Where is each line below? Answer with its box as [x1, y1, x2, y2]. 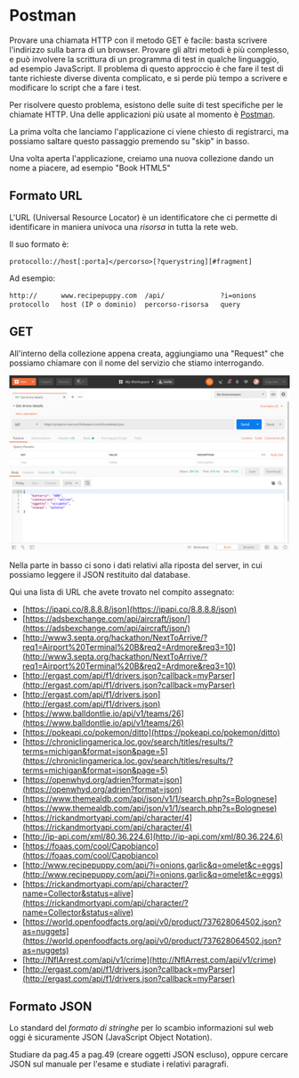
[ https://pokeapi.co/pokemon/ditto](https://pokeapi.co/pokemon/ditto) [21, 727, 280, 737]
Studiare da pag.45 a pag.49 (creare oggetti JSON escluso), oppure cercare [9, 1049, 289, 1060]
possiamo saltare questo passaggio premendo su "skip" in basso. [9, 136, 250, 146]
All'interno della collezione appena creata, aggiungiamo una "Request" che [9, 348, 285, 358]
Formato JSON [9, 999, 93, 1014]
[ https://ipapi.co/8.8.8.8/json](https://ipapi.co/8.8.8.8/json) [21, 604, 238, 614]
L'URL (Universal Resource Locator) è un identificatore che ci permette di [9, 211, 278, 223]
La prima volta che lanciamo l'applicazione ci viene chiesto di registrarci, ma [9, 126, 289, 136]
